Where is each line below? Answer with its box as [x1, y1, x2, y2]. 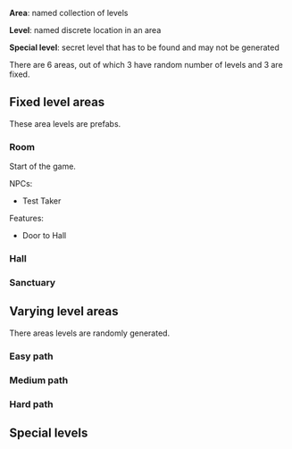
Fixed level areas [9, 95, 105, 110]
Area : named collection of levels [9, 8, 129, 18]
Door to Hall [21, 230, 67, 241]
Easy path [9, 350, 54, 362]
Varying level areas [9, 303, 119, 320]
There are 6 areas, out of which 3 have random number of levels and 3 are [9, 60, 283, 70]
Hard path [9, 397, 54, 410]
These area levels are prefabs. [9, 118, 121, 129]
